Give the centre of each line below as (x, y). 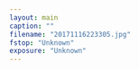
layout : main (34, 17)
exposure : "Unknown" (48, 51)
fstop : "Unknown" (42, 43)
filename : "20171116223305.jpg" (70, 34)
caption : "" (32, 26)
